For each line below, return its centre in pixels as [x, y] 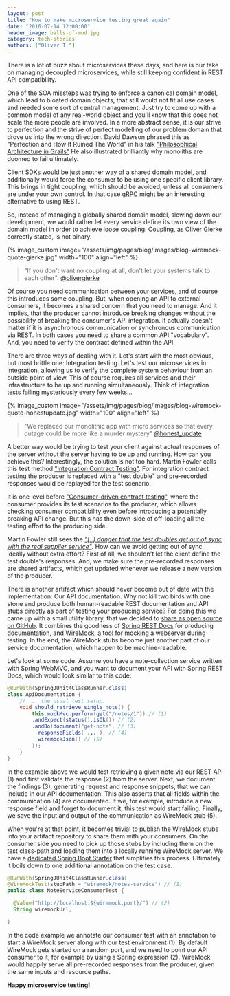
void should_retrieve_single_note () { [75, 707]
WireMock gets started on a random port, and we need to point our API [107, 949]
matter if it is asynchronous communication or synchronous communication [114, 328]
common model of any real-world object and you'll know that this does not [113, 115]
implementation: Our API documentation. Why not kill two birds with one [109, 596]
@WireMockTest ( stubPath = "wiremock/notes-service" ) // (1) [95, 885]
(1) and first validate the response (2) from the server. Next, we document [111, 779]
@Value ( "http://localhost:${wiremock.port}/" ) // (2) [92, 903]
